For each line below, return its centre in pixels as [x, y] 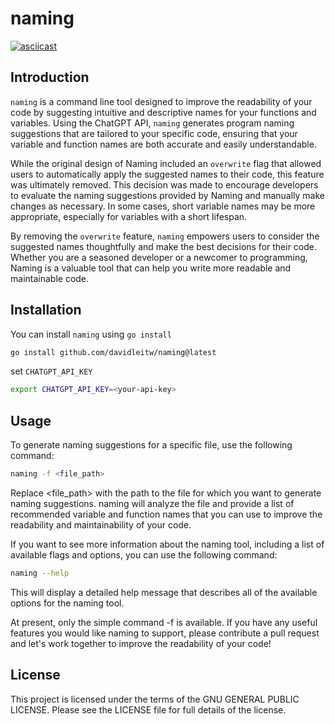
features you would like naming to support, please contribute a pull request [165, 633]
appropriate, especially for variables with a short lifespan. [129, 216]
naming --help [40, 573]
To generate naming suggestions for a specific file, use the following [151, 445]
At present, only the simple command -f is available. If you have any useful [164, 622]
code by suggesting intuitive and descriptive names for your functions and [163, 112]
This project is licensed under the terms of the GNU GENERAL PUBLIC [155, 699]
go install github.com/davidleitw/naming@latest [113, 352]
